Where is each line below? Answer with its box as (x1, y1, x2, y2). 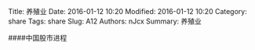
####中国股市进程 (8, 34, 67, 42)
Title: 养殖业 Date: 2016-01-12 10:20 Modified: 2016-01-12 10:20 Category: (8, 7, 247, 16)
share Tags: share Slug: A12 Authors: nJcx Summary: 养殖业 (8, 16, 202, 26)
